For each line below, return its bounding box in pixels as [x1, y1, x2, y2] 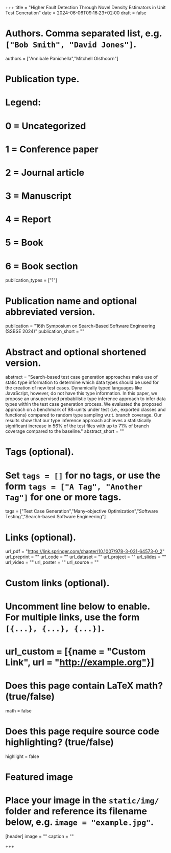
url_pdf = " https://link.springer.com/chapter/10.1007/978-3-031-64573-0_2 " [5, 548, 165, 555]
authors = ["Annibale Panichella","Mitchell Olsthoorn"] [5, 55, 118, 61]
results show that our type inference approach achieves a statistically [5, 418, 152, 424]
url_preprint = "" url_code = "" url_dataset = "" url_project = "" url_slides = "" [5, 554, 166, 560]
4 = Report [5, 214, 51, 225]
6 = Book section [5, 260, 78, 272]
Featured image [5, 771, 73, 782]
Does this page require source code [5, 726, 160, 737]
